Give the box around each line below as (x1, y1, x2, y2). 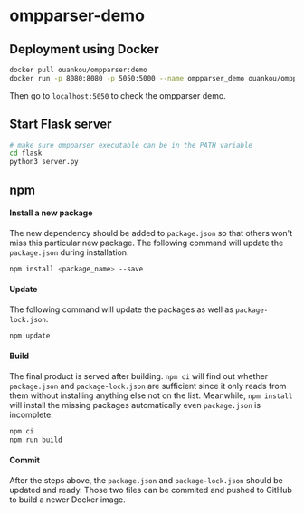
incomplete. (9, 409, 54, 420)
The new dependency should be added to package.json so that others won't (9, 227, 293, 238)
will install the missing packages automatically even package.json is (9, 399, 261, 410)
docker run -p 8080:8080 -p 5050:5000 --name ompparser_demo (9, 73, 245, 82)
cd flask (9, 148, 43, 158)
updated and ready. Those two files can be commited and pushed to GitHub (9, 484, 292, 495)
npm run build (9, 435, 63, 444)
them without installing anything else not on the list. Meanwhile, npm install (9, 390, 293, 401)
